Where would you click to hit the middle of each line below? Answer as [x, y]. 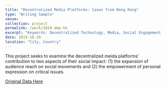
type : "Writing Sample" [30, 14]
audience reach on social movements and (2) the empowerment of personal [83, 66]
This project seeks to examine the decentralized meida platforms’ [72, 56]
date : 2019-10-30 [23, 38]
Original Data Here [24, 81]
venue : [12, 19]
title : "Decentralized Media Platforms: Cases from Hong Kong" [72, 10]
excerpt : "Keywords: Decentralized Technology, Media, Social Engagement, [84, 33]
